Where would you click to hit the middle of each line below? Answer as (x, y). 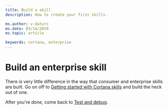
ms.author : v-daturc (27, 24)
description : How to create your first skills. (57, 15)
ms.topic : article (25, 33)
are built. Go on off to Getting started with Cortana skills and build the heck (83, 87)
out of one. (17, 92)
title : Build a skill (28, 10)
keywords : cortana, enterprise (38, 43)
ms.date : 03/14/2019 (27, 28)
